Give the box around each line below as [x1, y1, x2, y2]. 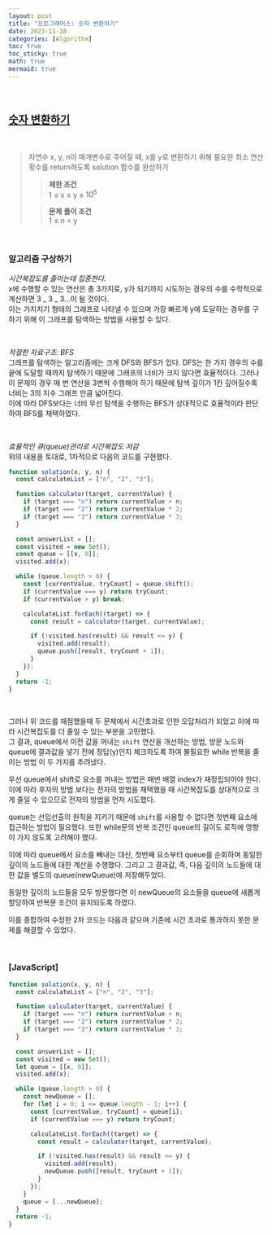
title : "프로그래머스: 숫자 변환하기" [8, 20, 119, 28]
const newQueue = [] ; [23, 1093, 96, 1101]
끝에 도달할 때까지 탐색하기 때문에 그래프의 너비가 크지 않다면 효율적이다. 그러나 [8, 367, 260, 377]
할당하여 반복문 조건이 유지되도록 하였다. [8, 897, 136, 908]
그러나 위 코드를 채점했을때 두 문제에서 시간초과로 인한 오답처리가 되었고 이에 [8, 717, 252, 726]
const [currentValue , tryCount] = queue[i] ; [29, 1107, 183, 1115]
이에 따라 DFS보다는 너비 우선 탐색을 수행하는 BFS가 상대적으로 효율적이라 [8, 398, 244, 408]
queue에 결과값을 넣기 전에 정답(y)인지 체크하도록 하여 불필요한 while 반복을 [8, 747, 252, 757]
